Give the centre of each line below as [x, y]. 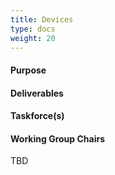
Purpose [28, 70]
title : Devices [42, 19]
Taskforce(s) [37, 116]
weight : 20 [33, 38]
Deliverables [37, 93]
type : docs [33, 29]
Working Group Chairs [57, 138]
